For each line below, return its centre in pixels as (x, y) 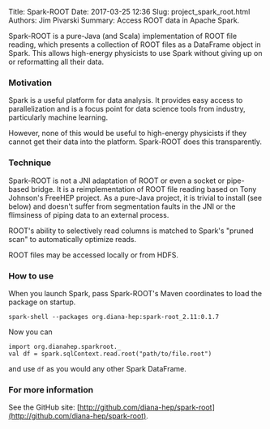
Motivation (30, 83)
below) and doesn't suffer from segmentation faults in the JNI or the (122, 206)
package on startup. (42, 302)
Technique (30, 163)
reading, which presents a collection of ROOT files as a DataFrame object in (135, 45)
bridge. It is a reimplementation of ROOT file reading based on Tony (144, 189)
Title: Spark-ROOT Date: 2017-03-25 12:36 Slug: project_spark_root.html (129, 12)
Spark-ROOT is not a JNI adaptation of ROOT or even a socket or (117, 181)
